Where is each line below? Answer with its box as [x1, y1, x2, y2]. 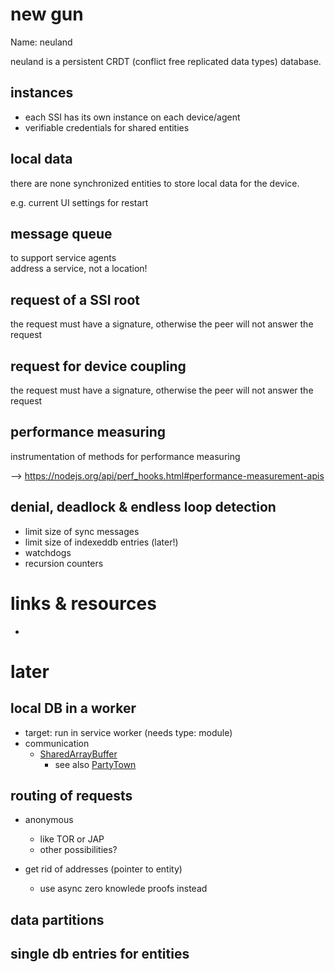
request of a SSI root [10, 291, 141, 308]
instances [10, 84, 74, 102]
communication [24, 737, 90, 749]
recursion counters [24, 557, 104, 569]
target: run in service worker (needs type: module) [24, 726, 233, 738]
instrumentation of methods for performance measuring [10, 450, 241, 462]
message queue [10, 225, 113, 242]
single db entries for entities [10, 946, 190, 963]
